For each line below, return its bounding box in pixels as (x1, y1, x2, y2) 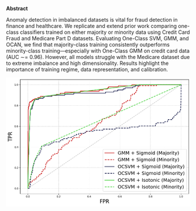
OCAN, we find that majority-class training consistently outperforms (6, 41, 170, 48)
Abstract (6, 5, 28, 12)
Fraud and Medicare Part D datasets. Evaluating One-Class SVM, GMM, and (6, 35, 189, 41)
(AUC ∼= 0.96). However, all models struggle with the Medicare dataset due (6, 54, 190, 60)
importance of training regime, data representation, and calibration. (6, 66, 169, 72)
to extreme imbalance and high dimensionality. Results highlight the (6, 60, 169, 67)
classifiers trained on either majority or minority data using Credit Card (19, 29, 190, 36)
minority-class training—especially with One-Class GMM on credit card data (6, 47, 190, 54)
